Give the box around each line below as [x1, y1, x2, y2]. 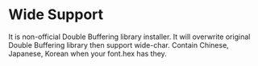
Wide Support [8, 6, 104, 24]
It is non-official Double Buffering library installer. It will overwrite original [8, 32, 251, 41]
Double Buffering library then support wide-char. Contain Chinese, [8, 40, 230, 49]
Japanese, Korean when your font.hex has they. [8, 49, 167, 58]
